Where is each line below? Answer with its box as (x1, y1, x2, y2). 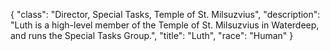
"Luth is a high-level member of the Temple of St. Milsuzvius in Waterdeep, (10, 19, 320, 31)
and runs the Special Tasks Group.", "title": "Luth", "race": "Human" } (10, 30, 294, 41)
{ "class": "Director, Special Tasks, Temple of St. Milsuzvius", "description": (10, 9, 321, 20)
